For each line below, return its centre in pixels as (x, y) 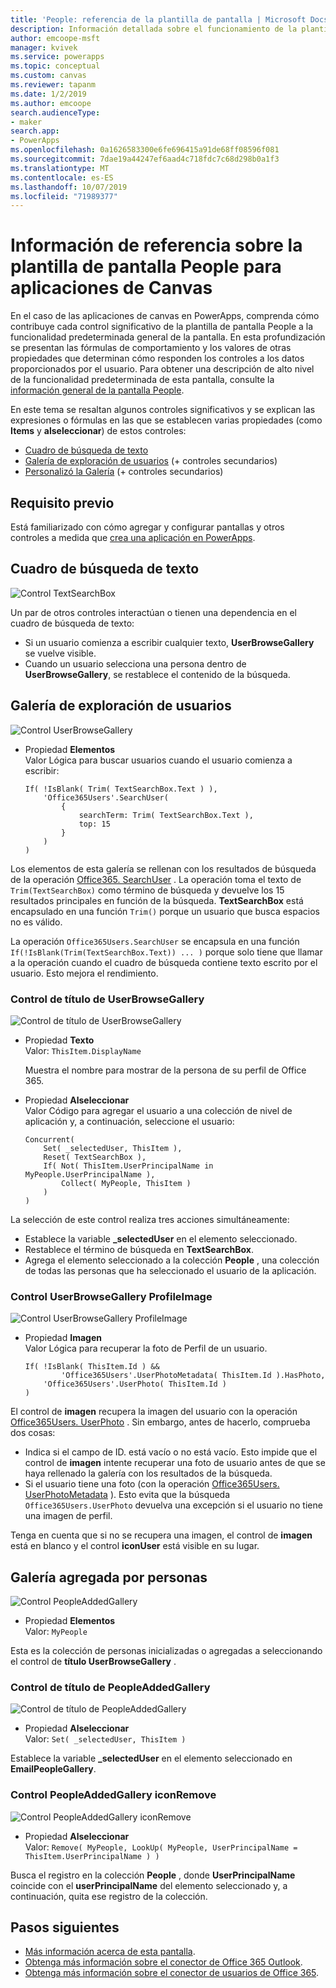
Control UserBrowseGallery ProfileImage (111, 1296)
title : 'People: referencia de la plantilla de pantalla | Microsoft (158, 19)
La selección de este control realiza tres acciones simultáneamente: (150, 1219)
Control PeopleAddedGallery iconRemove (113, 1795)
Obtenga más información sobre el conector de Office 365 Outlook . (163, 1962)
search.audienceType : (55, 112)
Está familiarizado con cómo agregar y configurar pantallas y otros (147, 527)
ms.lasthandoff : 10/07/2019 (69, 187)
